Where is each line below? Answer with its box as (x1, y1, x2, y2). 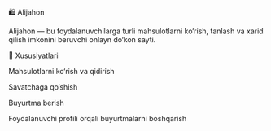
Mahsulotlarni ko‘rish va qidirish (8, 67, 116, 76)
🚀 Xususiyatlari (8, 50, 59, 60)
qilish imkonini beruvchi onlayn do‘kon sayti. (8, 35, 156, 44)
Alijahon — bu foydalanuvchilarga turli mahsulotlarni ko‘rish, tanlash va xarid (8, 26, 264, 36)
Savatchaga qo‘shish (8, 82, 78, 92)
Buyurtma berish (8, 98, 64, 107)
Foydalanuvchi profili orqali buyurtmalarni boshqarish (8, 114, 187, 123)
